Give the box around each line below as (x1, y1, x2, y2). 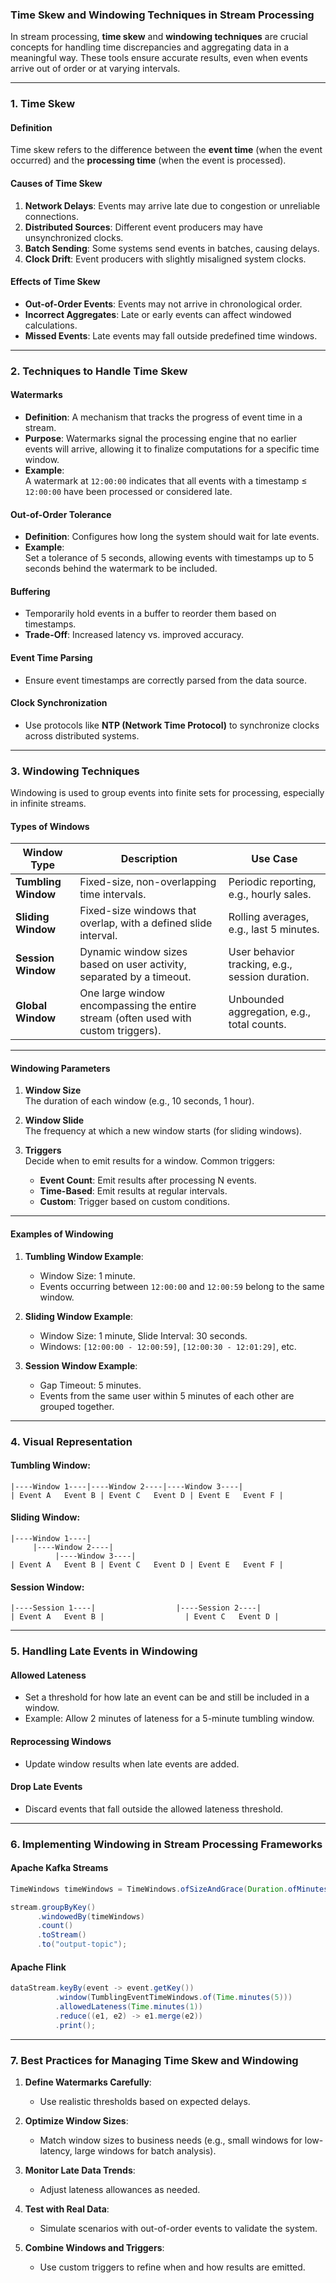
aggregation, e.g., (228, 1005, 312, 1019)
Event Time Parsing (10, 651, 93, 663)
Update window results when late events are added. (24, 1758, 240, 1770)
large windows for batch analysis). (74, 2144, 217, 2157)
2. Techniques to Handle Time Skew (10, 364, 188, 378)
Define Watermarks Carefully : (24, 2076, 152, 2088)
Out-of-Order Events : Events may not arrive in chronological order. (24, 298, 303, 310)
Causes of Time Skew (10, 178, 103, 190)
